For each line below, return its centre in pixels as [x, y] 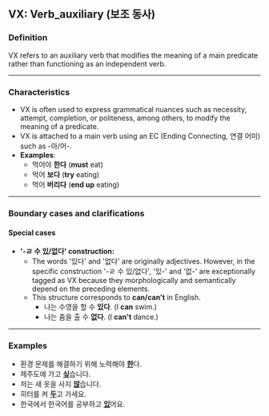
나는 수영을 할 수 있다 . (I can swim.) [100, 307]
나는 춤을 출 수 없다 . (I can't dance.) [101, 317]
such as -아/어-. [46, 146]
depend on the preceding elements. [91, 289]
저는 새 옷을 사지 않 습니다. [60, 384]
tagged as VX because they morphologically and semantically [134, 281]
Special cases [32, 232]
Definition [28, 38]
